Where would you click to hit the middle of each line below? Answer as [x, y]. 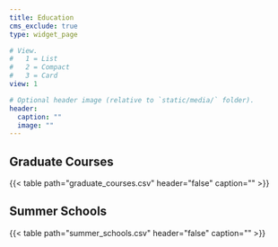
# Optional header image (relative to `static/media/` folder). [132, 100]
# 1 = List [34, 59]
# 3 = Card [34, 76]
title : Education [42, 18]
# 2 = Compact [39, 67]
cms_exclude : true [43, 26]
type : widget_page [43, 34]
